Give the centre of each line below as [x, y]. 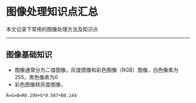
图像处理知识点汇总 [52, 12]
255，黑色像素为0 [36, 77]
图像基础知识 [29, 55]
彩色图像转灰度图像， [40, 84]
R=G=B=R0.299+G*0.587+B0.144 [41, 95]
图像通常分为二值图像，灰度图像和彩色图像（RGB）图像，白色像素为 [97, 70]
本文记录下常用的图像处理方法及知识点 [52, 29]
